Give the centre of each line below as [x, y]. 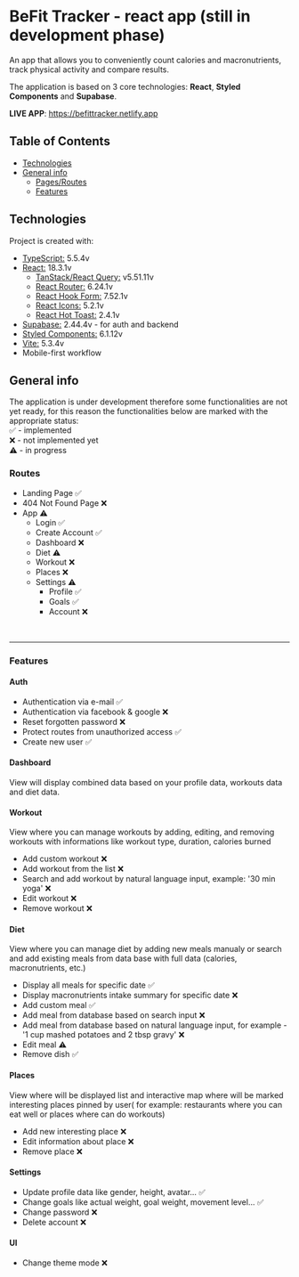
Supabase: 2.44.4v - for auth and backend [101, 324]
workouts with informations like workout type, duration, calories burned [140, 842]
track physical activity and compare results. [89, 69]
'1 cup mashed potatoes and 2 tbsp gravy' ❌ [103, 1035]
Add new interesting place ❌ [74, 1131]
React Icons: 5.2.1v [69, 305]
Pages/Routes [61, 182]
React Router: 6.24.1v [74, 286]
